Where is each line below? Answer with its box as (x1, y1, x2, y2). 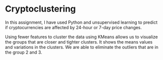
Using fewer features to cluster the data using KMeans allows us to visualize (5, 34, 158, 40)
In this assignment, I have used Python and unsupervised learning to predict (5, 19, 158, 25)
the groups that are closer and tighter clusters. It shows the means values (5, 39, 153, 45)
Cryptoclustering (5, 3, 76, 15)
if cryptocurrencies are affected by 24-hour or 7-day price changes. (5, 24, 142, 30)
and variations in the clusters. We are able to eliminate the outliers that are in (5, 44, 159, 50)
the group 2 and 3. (5, 49, 42, 55)
